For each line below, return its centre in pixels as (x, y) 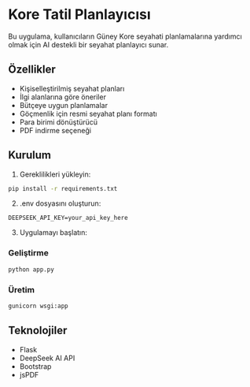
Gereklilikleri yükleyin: (55, 174)
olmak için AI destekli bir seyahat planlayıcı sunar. (88, 44)
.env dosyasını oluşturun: (60, 203)
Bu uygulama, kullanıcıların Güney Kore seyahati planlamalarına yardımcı (125, 36)
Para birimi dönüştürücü (59, 122)
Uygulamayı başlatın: (53, 233)
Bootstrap (35, 366)
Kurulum (30, 155)
